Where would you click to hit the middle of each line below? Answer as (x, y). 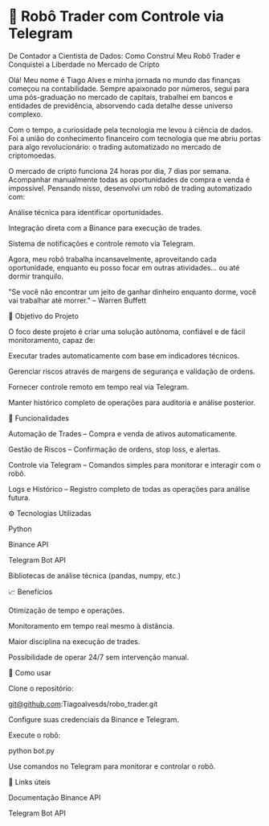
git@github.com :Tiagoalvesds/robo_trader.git (83, 704)
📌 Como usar (30, 672)
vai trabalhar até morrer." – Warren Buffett (77, 300)
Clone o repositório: (41, 688)
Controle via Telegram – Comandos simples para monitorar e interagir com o (134, 465)
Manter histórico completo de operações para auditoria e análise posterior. (132, 403)
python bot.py (31, 750)
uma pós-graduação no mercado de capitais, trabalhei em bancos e (121, 97)
